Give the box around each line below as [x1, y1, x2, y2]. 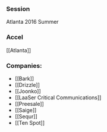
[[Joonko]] [14, 87, 42, 95]
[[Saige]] [14, 106, 37, 114]
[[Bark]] [14, 75, 34, 82]
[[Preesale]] [14, 100, 45, 107]
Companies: [6, 61, 43, 70]
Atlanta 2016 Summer [6, 18, 59, 26]
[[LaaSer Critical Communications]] [14, 94, 102, 101]
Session [6, 5, 30, 13]
